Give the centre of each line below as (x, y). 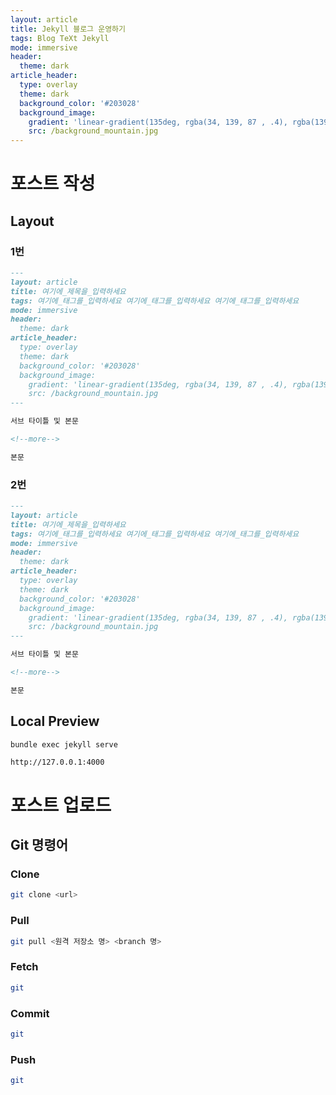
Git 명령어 (39, 845)
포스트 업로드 (61, 805)
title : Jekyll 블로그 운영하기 (68, 29)
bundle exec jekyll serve (64, 744)
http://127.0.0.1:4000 (57, 762)
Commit (30, 1013)
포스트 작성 (53, 183)
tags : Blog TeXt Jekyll (60, 38)
